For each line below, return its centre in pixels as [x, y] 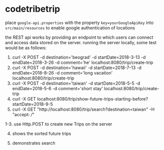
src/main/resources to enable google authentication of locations [70, 27]
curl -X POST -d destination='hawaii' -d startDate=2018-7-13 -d [77, 68]
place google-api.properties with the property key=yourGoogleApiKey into [79, 23]
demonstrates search [34, 143]
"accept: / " [23, 114]
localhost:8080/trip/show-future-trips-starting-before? [93, 99]
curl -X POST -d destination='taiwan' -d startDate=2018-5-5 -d [76, 83]
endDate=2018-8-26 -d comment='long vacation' [62, 73]
